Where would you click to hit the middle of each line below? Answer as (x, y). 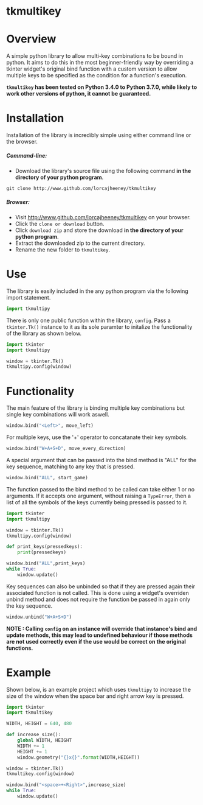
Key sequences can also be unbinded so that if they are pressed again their (101, 586)
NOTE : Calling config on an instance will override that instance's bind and (102, 628)
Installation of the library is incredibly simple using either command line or (99, 135)
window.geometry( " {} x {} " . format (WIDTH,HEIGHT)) (78, 757)
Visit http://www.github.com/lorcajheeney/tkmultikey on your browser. (103, 217)
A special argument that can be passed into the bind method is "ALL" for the (101, 460)
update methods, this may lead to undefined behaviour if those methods (100, 635)
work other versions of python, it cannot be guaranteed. (79, 94)
